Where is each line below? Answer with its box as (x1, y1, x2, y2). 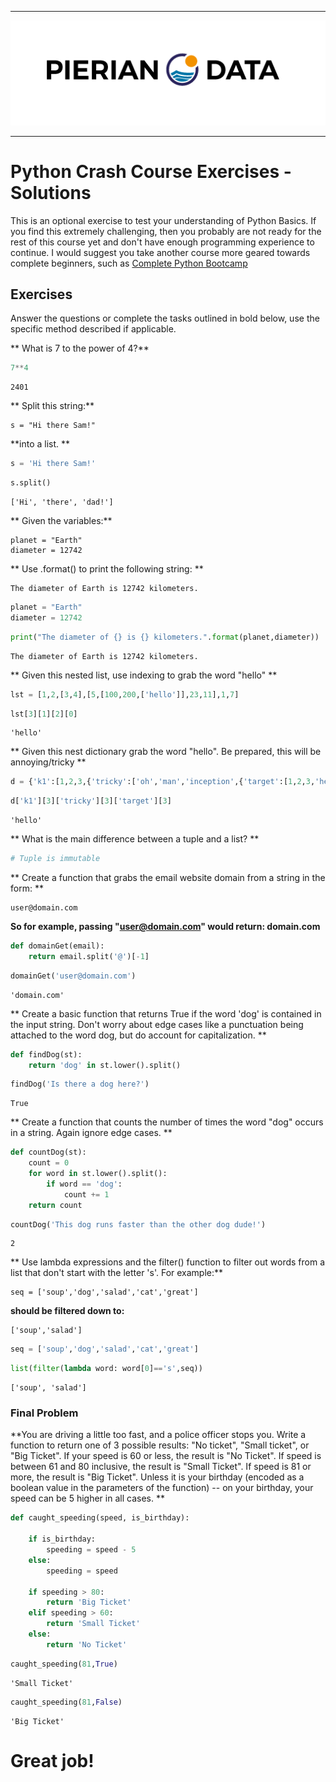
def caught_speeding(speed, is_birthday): (10, 1513, 190, 1523)
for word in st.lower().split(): (28, 1169, 168, 1179)
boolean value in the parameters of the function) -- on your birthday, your (10, 1482, 314, 1494)
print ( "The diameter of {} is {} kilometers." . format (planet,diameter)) (10, 632, 320, 642)
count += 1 (63, 1189, 110, 1200)
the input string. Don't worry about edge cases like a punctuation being (10, 1018, 304, 1030)
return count (28, 1200, 83, 1210)
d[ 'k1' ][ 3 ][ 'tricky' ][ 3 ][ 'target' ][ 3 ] (10, 796, 172, 806)
